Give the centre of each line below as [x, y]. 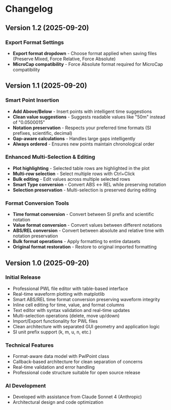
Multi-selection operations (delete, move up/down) [66, 316]
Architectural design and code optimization [58, 402]
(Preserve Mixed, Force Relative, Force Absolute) [64, 59]
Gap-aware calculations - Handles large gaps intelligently [74, 138]
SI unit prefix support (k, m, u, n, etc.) [52, 332]
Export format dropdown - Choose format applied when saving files [85, 53]
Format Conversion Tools [37, 203]
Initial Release [23, 277]
